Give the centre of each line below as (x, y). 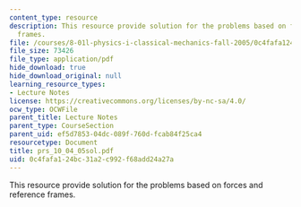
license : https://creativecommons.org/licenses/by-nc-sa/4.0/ (128, 101)
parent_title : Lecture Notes (64, 117)
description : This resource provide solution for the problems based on (148, 26)
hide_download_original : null (66, 76)
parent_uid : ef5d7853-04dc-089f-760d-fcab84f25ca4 (106, 134)
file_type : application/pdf (62, 59)
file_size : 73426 (42, 51)
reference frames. (43, 194)
